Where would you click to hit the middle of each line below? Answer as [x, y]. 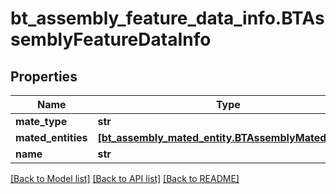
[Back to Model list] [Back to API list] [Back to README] [125, 178]
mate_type [41, 121]
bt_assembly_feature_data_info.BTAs [167, 18]
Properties [44, 76]
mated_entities [51, 137]
